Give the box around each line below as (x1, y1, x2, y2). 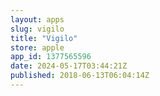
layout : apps (10, 14, 65, 25)
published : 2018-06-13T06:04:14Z (10, 71, 150, 81)
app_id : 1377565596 (10, 52, 92, 62)
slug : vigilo (10, 24, 65, 34)
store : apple (10, 42, 65, 53)
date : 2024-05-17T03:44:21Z (10, 61, 128, 71)
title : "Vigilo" (10, 33, 78, 43)
